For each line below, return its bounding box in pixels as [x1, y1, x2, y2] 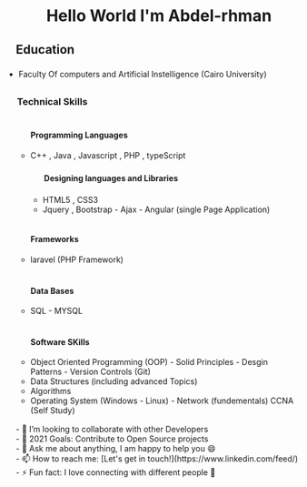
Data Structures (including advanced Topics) [30, 376, 198, 387]
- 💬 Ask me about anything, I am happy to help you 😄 [15, 443, 216, 454]
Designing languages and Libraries [44, 173, 179, 184]
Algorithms [30, 386, 72, 397]
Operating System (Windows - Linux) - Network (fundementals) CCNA [30, 395, 294, 406]
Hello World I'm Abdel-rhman [45, 5, 272, 26]
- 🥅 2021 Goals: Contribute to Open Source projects [15, 433, 209, 444]
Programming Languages [30, 129, 128, 140]
